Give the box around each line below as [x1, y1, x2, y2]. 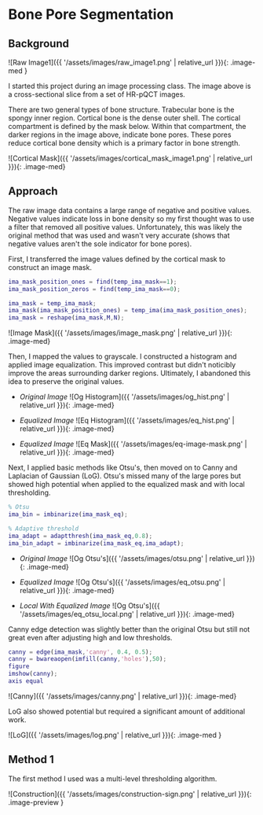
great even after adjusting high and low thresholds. [8, 632, 173, 642]
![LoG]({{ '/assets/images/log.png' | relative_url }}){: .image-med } [8, 730, 222, 739]
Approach [8, 185, 58, 198]
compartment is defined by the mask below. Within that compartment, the [8, 122, 247, 131]
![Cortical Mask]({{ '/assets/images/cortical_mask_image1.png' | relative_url [8, 153, 253, 163]
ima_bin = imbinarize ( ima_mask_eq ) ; [8, 511, 128, 518]
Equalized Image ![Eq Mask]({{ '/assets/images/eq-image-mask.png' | [19, 439, 247, 449]
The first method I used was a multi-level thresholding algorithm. [8, 773, 217, 784]
